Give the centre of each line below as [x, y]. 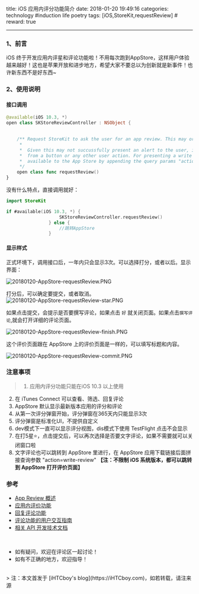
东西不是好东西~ [36, 72]
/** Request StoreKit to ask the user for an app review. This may [102, 139]
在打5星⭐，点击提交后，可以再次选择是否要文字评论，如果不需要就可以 [101, 436]
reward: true [21, 22]
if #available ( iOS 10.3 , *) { [44, 211]
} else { [59, 223]
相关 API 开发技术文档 [41, 528]
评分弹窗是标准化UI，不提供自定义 [56, 421]
